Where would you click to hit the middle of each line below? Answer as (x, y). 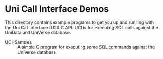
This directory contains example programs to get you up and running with (80, 22)
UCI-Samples (19, 42)
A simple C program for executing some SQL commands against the (86, 47)
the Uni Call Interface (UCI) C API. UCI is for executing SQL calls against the (82, 27)
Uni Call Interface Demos (57, 9)
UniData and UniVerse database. (38, 32)
